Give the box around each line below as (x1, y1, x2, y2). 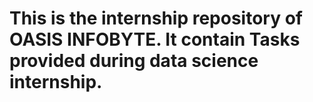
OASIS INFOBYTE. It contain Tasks (9, 28, 301, 51)
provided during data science (9, 50, 259, 72)
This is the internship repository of (9, 7, 303, 30)
